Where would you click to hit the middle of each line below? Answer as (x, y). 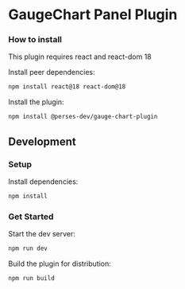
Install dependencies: (43, 182)
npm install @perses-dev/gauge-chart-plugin (83, 117)
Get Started (31, 217)
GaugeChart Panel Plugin (93, 15)
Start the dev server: (42, 234)
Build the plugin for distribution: (60, 264)
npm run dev (28, 248)
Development (42, 141)
